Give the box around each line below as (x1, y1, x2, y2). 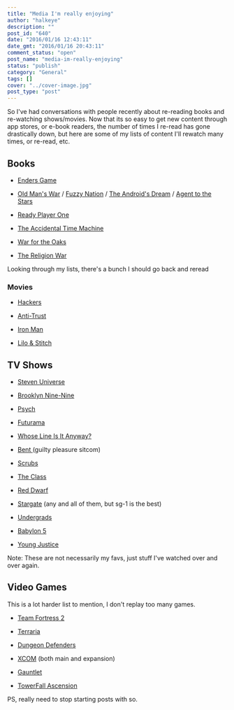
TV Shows (7, 359, 53, 371)
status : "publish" (7, 62, 61, 69)
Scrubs (17, 459, 38, 467)
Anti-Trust (17, 312, 47, 320)
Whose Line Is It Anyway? (17, 432, 92, 441)
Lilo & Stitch (17, 339, 52, 347)
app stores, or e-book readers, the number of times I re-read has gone (7, 122, 211, 131)
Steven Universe (17, 378, 65, 386)
